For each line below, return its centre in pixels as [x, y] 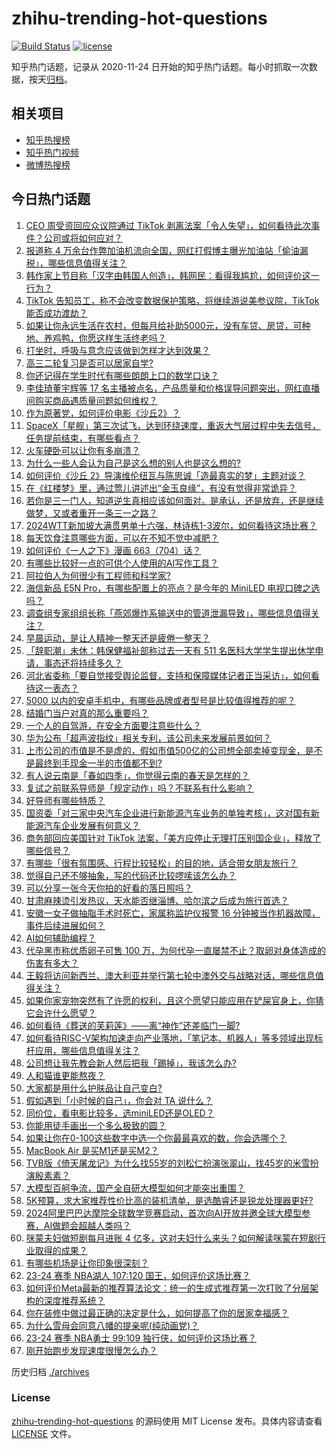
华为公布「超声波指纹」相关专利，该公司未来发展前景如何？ [148, 738]
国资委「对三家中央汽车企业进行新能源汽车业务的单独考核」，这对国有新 [172, 813]
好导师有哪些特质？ [65, 800]
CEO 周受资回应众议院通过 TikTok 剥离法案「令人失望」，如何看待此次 [168, 225]
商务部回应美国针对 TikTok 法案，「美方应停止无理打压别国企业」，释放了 [173, 838]
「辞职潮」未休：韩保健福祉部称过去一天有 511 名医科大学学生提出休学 [170, 650]
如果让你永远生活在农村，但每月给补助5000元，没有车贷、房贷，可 [164, 325]
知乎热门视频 [52, 152]
